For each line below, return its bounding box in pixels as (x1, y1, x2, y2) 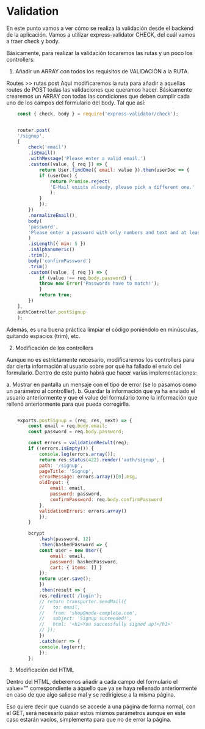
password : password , (49, 491, 103, 497)
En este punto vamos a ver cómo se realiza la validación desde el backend (6, 24, 194, 32)
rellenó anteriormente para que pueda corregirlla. (6, 400, 131, 408)
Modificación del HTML (15, 666, 74, 673)
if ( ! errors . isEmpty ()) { (28, 445, 95, 452)
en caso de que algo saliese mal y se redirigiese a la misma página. (6, 691, 176, 698)
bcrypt (28, 530, 45, 537)
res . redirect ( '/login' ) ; (38, 593, 103, 599)
